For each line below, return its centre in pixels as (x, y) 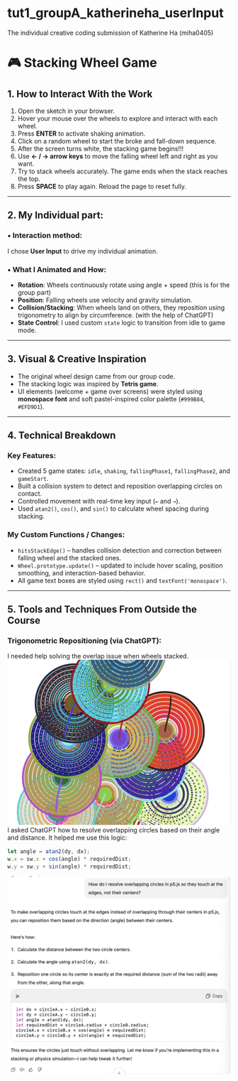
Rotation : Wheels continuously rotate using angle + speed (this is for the (124, 285)
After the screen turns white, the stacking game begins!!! (101, 148)
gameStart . (33, 479)
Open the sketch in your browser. (66, 111)
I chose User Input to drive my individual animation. (83, 251)
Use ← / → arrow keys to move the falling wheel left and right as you (118, 156)
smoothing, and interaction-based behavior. (81, 572)
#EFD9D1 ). (31, 406)
